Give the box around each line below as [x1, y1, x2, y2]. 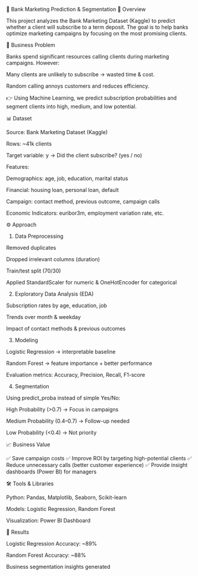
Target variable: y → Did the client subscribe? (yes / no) [6, 152, 143, 159]
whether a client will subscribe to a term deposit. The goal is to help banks [6, 24, 188, 30]
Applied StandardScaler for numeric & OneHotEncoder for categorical [6, 279, 177, 286]
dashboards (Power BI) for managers [6, 468, 97, 475]
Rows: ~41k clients [6, 140, 52, 147]
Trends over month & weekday [6, 314, 81, 320]
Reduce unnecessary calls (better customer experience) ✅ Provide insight [6, 462, 188, 468]
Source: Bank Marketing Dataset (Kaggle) [6, 129, 108, 135]
